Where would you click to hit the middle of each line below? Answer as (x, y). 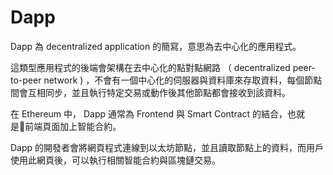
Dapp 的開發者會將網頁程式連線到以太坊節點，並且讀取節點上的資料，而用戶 (167, 147)
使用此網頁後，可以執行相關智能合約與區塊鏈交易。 (115, 160)
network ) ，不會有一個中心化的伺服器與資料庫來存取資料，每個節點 (183, 80)
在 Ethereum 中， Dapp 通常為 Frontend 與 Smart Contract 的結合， (149, 113)
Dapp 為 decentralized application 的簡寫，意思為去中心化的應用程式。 (156, 46)
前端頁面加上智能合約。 (73, 126)
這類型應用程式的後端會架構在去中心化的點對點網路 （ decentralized (150, 67)
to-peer (26, 80)
